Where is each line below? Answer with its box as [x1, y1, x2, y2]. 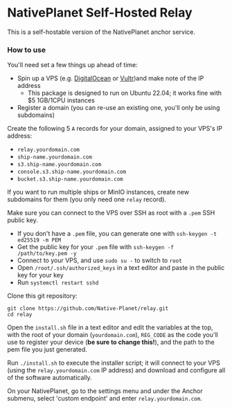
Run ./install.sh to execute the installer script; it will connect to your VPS [7, 358, 220, 367]
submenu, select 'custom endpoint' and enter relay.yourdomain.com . [7, 394, 202, 403]
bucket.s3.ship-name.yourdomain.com [17, 176, 123, 183]
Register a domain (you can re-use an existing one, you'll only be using [17, 104, 220, 112]
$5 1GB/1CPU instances [27, 96, 95, 104]
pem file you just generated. [7, 345, 88, 354]
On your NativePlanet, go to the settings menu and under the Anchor [7, 387, 203, 395]
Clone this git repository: [7, 292, 78, 300]
